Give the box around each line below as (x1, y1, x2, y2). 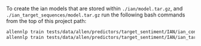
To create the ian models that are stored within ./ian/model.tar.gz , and (6, 5, 183, 12)
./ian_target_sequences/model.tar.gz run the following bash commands (6, 11, 185, 18)
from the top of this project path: (6, 18, 87, 24)
